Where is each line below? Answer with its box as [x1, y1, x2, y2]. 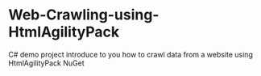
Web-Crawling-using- [8, 6, 159, 24]
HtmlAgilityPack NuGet [8, 58, 85, 68]
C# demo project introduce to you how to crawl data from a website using [8, 49, 254, 59]
